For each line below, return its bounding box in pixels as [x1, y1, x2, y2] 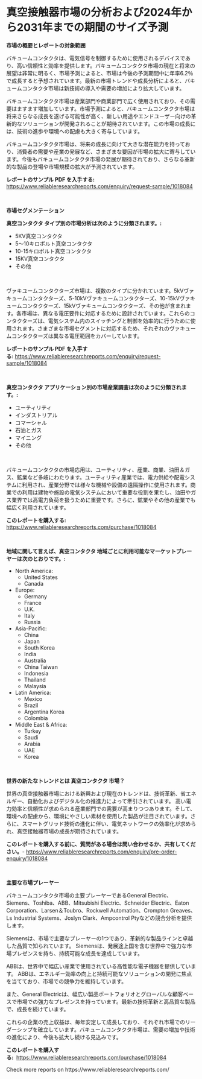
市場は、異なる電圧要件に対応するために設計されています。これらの [21, 309, 190, 317]
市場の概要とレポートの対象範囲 [6, 42, 86, 49]
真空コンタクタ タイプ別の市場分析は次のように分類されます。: [6, 220, 162, 227]
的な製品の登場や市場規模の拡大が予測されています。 [6, 163, 138, 170]
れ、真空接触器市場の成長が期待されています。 [6, 827, 122, 835]
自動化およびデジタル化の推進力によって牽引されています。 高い [27, 797, 186, 805]
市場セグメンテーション [6, 206, 65, 214]
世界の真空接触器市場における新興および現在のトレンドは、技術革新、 [6, 789, 181, 797]
